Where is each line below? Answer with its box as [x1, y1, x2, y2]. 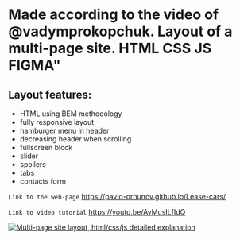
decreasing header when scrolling [19, 134, 132, 144]
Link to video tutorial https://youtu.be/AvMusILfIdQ [8, 207, 186, 216]
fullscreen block [19, 143, 73, 152]
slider [19, 151, 38, 161]
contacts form [19, 176, 66, 186]
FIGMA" [8, 56, 61, 75]
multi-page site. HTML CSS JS [8, 40, 212, 57]
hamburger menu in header [19, 126, 110, 135]
